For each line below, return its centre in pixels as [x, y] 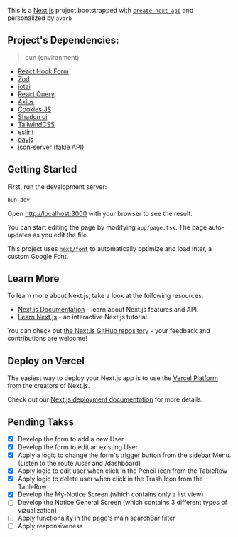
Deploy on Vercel [46, 360]
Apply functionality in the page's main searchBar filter [96, 518]
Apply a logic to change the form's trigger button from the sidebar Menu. [124, 455]
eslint [26, 132]
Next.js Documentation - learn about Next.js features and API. [108, 310]
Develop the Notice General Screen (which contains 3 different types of [122, 503]
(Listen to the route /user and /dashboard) [79, 464]
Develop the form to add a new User [71, 439]
